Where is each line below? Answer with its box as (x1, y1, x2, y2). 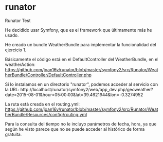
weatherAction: (5, 61, 36, 67)
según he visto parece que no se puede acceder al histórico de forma (5, 126, 145, 132)
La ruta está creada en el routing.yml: (5, 101, 80, 107)
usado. (5, 32, 19, 38)
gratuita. (5, 131, 22, 137)
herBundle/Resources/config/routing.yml (5, 111, 87, 117)
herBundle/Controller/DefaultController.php (5, 72, 91, 78)
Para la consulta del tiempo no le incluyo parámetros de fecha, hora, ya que (5, 121, 157, 127)
